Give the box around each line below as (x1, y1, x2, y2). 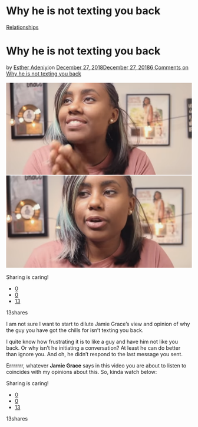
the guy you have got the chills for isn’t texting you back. (6, 326, 144, 334)
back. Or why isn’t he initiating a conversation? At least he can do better (6, 344, 181, 352)
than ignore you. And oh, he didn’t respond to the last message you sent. (6, 350, 183, 357)
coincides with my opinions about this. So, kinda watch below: (6, 368, 157, 375)
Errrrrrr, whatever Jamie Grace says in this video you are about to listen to (6, 362, 187, 369)
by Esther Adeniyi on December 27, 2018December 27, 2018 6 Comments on (6, 64, 189, 71)
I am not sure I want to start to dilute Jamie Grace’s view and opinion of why (6, 320, 190, 327)
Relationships (6, 24, 39, 31)
